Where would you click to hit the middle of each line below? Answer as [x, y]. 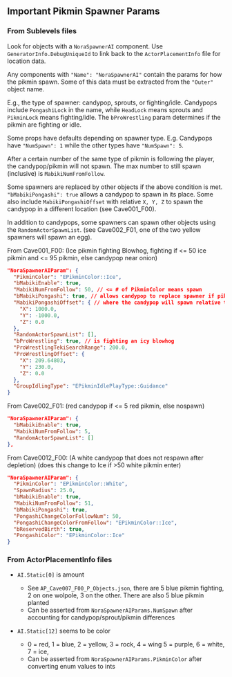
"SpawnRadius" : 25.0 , [45, 491]
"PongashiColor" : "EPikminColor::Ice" [69, 536]
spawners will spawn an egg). [50, 237]
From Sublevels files [42, 31]
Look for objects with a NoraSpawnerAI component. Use [85, 46]
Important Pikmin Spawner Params [84, 11]
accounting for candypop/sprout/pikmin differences [101, 617]
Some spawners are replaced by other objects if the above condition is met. [115, 187]
